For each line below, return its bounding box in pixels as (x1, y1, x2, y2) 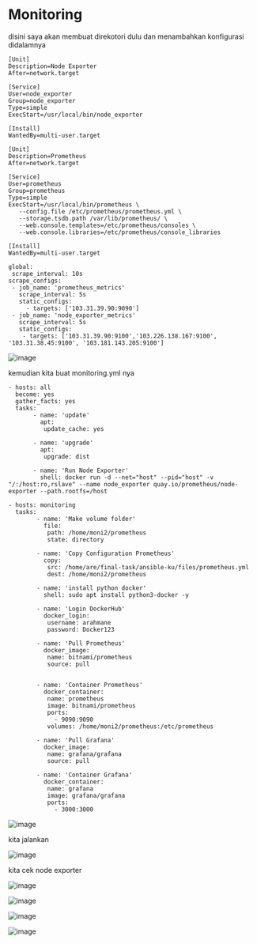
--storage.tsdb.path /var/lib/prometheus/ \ (18, 214, 168, 222)
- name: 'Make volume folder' (36, 515, 136, 523)
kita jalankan (8, 834, 50, 844)
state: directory (47, 535, 104, 543)
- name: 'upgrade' (32, 439, 93, 447)
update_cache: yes (43, 425, 104, 432)
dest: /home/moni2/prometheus (47, 570, 147, 578)
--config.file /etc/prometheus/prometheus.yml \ (18, 207, 182, 215)
